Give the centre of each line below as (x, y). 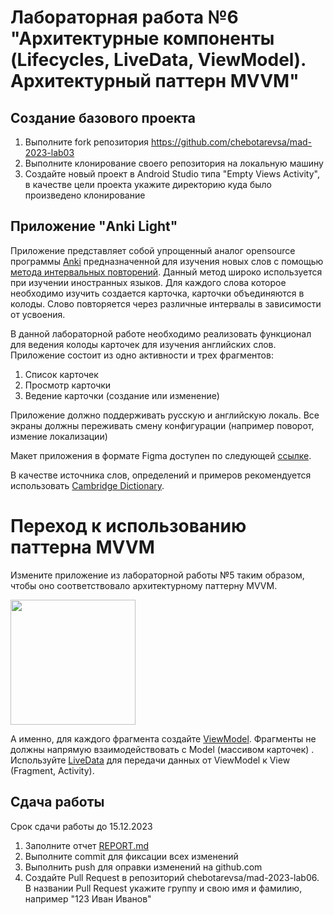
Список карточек (61, 374)
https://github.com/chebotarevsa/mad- (231, 142)
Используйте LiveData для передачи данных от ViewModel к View (150, 760)
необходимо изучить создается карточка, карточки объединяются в (157, 293)
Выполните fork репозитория (86, 142)
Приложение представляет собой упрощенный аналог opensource (153, 250)
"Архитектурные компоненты (142, 38)
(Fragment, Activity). (52, 770)
